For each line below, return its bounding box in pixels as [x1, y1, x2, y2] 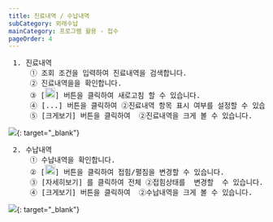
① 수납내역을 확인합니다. [29, 155, 116, 165]
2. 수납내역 [12, 146, 53, 155]
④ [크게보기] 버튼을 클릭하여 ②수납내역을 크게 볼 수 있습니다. [29, 188, 253, 198]
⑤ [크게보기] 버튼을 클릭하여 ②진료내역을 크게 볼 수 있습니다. [29, 111, 253, 120]
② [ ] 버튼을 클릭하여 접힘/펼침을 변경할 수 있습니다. [29, 168, 225, 177]
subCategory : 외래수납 [8, 20, 79, 28]
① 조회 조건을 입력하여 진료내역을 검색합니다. [29, 68, 188, 78]
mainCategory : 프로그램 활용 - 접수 [8, 27, 119, 35]
